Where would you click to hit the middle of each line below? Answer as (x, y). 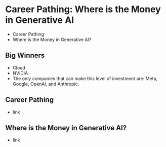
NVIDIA (20, 73)
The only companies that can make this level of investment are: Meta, (85, 78)
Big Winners (25, 56)
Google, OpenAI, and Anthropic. (46, 84)
